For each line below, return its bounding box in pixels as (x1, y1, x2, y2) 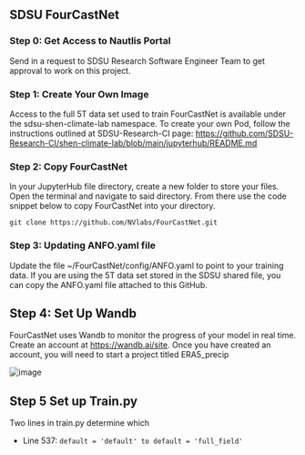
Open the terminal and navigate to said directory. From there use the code (9, 191, 287, 202)
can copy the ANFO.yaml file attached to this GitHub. (9, 279, 208, 290)
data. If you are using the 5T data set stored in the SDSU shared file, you (9, 269, 281, 281)
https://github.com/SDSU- (195, 128, 294, 139)
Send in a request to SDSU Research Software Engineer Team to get (9, 55, 266, 67)
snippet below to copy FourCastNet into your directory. (9, 201, 216, 212)
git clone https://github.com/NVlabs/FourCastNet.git (9, 218, 219, 227)
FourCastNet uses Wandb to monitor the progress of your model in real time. (9, 330, 297, 341)
